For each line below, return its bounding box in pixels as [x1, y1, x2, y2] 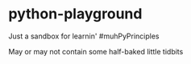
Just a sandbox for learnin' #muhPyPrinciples [8, 31, 160, 41]
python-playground [8, 5, 143, 23]
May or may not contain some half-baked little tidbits [8, 46, 184, 56]
